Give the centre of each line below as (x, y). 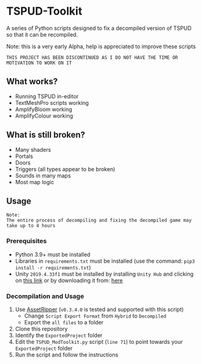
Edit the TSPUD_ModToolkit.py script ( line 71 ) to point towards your (99, 341)
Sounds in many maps (43, 176)
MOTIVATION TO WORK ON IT (39, 63)
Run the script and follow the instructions (67, 354)
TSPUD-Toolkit (44, 11)
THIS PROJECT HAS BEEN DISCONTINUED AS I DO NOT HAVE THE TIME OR (92, 57)
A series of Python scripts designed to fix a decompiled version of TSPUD (99, 28)
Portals (24, 156)
